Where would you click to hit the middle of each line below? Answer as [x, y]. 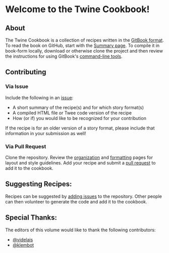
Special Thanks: [31, 218]
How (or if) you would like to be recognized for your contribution [79, 118]
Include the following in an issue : [39, 98]
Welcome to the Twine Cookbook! [77, 9]
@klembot [23, 245]
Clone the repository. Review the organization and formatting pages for [79, 157]
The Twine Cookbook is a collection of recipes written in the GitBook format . [84, 40]
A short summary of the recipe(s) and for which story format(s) [78, 107]
